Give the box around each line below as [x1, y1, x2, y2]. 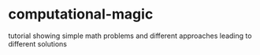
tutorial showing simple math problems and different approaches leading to [8, 31, 252, 40]
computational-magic [8, 5, 154, 23]
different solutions [8, 39, 67, 48]
